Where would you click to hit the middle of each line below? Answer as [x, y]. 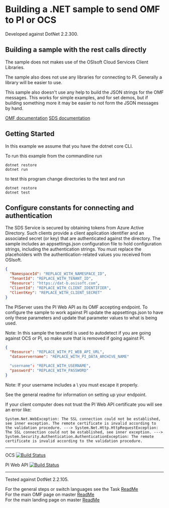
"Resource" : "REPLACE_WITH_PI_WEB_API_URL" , [57, 352]
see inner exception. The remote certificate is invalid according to [81, 423]
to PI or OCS [31, 20]
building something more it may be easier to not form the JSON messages [82, 103]
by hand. [14, 108]
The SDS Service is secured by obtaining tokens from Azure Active [75, 228]
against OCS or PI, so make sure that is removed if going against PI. [75, 338]
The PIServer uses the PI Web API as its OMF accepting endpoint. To [76, 307]
